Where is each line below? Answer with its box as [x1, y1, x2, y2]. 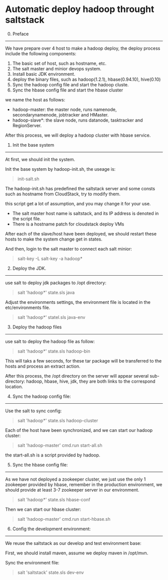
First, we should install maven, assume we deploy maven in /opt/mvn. [5, 550, 148, 556]
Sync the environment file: [5, 559, 59, 565]
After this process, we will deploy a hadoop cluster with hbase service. [5, 132, 151, 138]
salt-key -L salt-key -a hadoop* [17, 255, 82, 262]
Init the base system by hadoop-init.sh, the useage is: [5, 166, 116, 172]
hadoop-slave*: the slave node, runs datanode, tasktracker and [12, 117, 143, 123]
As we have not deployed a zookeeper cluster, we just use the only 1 [5, 476, 146, 482]
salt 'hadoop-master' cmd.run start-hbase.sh [17, 516, 111, 522]
